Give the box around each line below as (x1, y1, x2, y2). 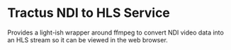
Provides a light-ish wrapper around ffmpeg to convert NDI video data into (7, 28, 225, 37)
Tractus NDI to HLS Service (7, 5, 170, 21)
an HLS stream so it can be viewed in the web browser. (7, 35, 168, 44)
